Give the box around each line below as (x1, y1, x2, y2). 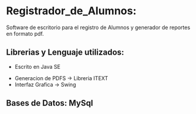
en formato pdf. (6, 30, 44, 37)
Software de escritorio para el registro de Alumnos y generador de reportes (6, 24, 191, 31)
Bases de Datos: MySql (6, 98, 94, 108)
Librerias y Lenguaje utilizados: (6, 47, 124, 58)
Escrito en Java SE (14, 63, 61, 70)
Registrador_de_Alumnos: (6, 4, 137, 18)
